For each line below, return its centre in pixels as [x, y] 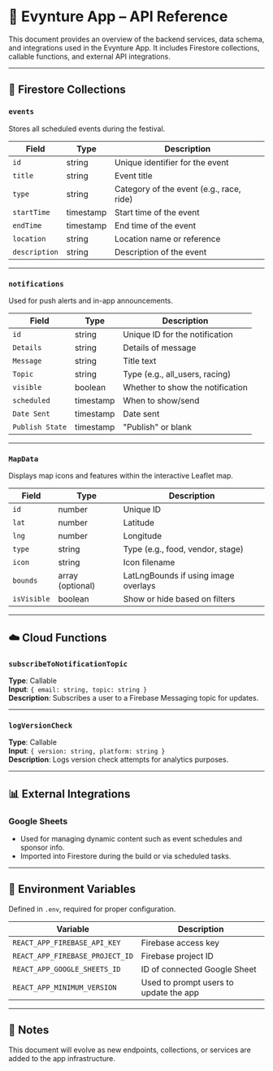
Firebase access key [180, 942]
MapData [24, 459]
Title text [140, 361]
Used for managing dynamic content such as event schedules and [131, 838]
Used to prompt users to [187, 982]
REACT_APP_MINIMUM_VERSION [65, 987]
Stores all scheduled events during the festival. [87, 129]
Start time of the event [158, 212]
